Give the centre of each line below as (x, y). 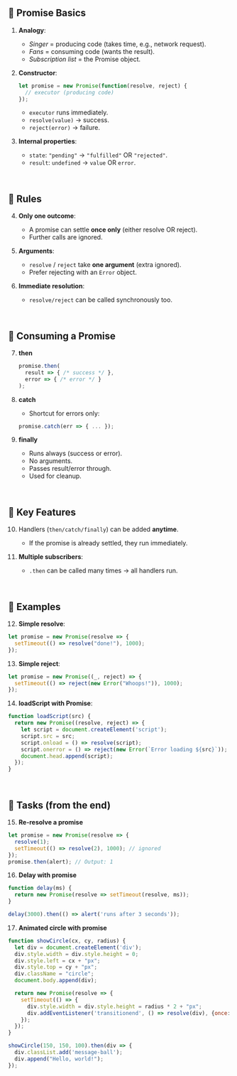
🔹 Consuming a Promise (62, 336)
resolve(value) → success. (69, 120)
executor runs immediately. (68, 113)
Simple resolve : (42, 624)
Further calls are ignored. (66, 237)
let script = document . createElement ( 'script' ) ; (94, 730)
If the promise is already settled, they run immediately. (108, 543)
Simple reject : (39, 663)
